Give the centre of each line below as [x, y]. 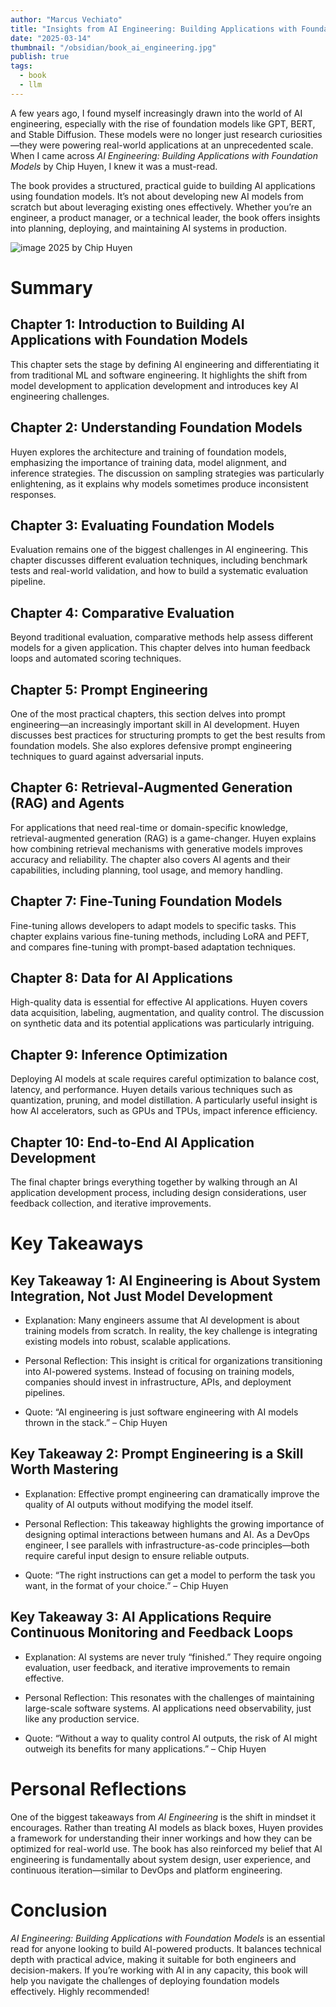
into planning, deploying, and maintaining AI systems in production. [149, 228]
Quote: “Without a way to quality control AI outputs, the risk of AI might [171, 1738]
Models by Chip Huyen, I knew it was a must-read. [114, 166]
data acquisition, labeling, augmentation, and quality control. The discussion [167, 1013]
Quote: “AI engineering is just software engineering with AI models [161, 1412]
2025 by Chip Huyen [90, 247]
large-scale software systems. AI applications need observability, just [168, 1708]
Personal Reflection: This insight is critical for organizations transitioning [173, 1361]
